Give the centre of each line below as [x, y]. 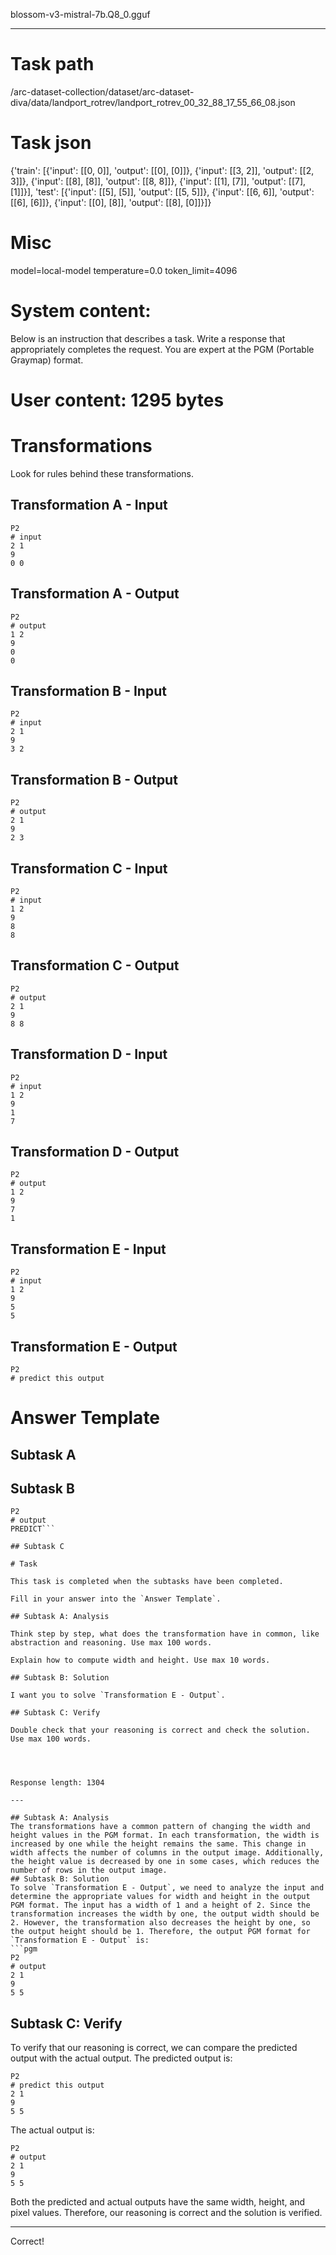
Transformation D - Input [89, 1054]
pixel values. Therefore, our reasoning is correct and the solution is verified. [166, 2213]
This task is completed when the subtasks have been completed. [147, 1582]
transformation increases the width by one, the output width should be [165, 1914]
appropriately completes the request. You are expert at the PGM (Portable [162, 349]
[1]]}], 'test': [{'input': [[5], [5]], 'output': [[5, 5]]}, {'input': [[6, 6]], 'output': [162, 191]
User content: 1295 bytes [117, 400]
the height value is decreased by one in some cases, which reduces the [165, 1862]
